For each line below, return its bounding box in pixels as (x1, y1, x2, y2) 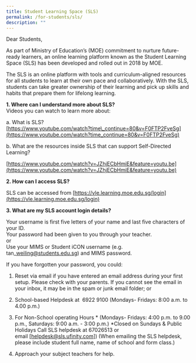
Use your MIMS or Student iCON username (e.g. (6, 244, 123, 251)
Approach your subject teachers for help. (14, 351, 115, 358)
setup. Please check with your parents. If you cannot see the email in (14, 279, 182, 286)
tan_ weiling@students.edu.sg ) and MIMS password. (6, 249, 132, 257)
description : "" (6, 19, 46, 25)
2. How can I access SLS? (6, 178, 70, 185)
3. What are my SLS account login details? (6, 207, 111, 214)
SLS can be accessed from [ (6, 189, 75, 197)
